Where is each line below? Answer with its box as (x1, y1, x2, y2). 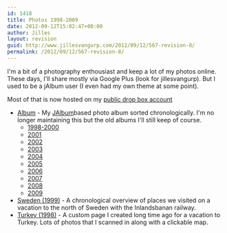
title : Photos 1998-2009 (7, 16, 78, 23)
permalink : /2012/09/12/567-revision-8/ (7, 49, 125, 56)
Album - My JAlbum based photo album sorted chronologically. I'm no (17, 108, 215, 117)
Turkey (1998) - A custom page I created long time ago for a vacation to (17, 210, 221, 219)
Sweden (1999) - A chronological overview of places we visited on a (17, 196, 211, 204)
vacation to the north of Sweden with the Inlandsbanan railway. (17, 203, 196, 212)
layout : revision (7, 36, 57, 43)
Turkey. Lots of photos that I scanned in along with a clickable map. (17, 218, 208, 226)
